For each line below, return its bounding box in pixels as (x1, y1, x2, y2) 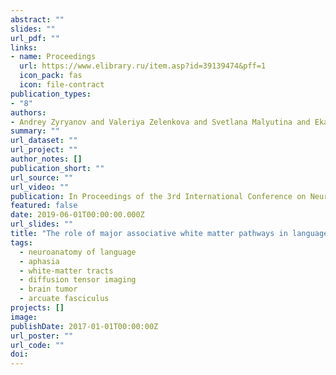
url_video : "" (10, 182, 70, 192)
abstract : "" (10, 14, 65, 25)
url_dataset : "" (10, 136, 78, 146)
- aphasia (19, 256, 60, 266)
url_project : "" (10, 145, 78, 155)
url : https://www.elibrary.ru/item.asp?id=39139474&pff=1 (19, 61, 267, 71)
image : (10, 312, 38, 322)
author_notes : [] (10, 154, 83, 164)
